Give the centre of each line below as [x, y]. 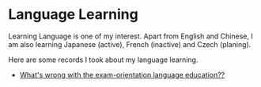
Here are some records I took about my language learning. [103, 60]
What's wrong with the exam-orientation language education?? [122, 74]
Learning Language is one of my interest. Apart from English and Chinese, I [130, 36]
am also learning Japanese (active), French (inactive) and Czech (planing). [130, 44]
